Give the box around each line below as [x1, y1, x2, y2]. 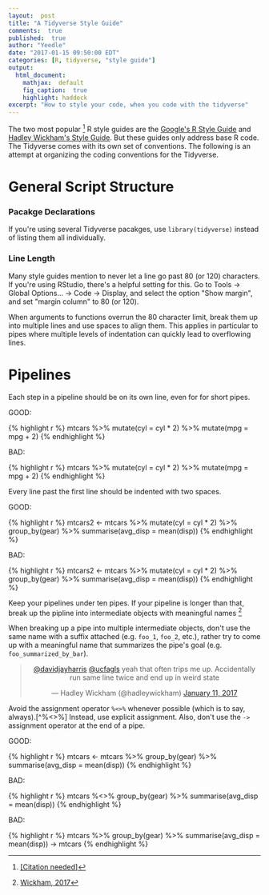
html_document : [15, 71, 66, 79]
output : [8, 64, 34, 72]
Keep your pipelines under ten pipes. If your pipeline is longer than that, [8, 597, 244, 608]
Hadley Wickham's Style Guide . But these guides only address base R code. [8, 133, 259, 142]
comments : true [8, 26, 62, 34]
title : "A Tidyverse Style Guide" [8, 19, 124, 27]
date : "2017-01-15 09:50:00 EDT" [8, 49, 120, 57]
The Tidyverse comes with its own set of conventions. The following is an [8, 141, 251, 150]
